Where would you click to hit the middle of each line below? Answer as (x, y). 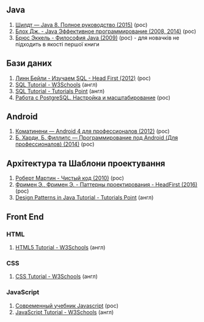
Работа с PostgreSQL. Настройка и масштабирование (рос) (93, 98)
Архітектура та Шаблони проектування (86, 163)
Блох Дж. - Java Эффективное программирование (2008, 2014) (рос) (106, 31)
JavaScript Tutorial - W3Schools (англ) (64, 312)
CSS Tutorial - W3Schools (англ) (56, 276)
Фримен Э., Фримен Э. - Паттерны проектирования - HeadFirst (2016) (106, 185)
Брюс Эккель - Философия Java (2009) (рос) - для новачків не (97, 38)
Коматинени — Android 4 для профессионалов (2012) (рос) (92, 131)
